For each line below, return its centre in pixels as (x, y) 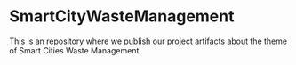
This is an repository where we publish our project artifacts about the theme (148, 41)
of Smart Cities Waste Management (74, 50)
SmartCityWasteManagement (122, 16)
